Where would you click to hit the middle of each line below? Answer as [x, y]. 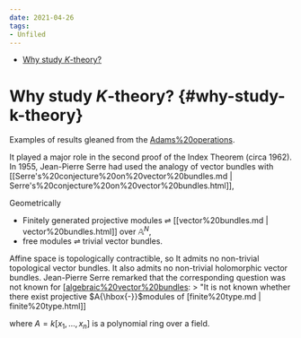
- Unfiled [28, 34]
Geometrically [35, 204]
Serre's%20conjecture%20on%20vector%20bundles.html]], [122, 186]
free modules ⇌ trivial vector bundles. [93, 241]
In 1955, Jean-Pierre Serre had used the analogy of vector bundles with [142, 167]
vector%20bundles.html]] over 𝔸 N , [87, 231]
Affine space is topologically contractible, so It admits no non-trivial [134, 258]
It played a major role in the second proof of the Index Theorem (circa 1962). [150, 157]
